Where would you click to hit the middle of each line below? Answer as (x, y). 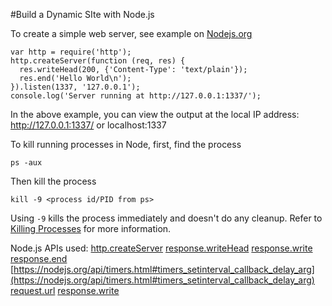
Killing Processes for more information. (91, 228)
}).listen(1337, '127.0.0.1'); (75, 87)
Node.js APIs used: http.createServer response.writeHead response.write (161, 248)
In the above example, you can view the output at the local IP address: (155, 114)
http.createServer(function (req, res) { (98, 61)
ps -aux (26, 163)
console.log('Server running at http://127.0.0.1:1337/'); (136, 96)
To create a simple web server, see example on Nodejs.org (131, 33)
